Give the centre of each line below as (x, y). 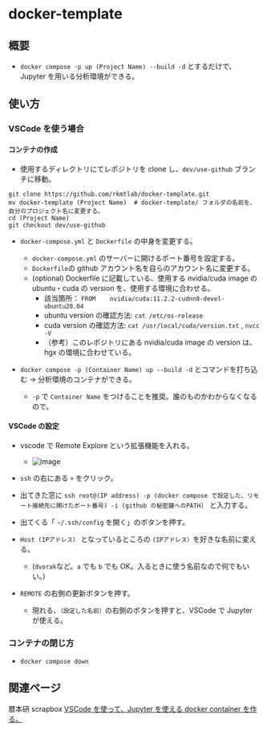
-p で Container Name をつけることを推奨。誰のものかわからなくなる (144, 396)
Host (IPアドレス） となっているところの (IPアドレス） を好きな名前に (131, 539)
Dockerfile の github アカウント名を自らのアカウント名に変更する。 (143, 268)
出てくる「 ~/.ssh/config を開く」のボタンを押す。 (105, 522)
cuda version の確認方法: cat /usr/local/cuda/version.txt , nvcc (152, 325)
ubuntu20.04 (64, 306)
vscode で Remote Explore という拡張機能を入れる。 (107, 445)
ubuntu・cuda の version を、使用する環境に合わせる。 (123, 288)
